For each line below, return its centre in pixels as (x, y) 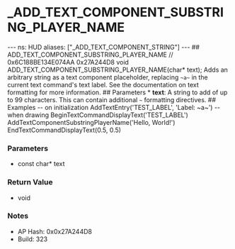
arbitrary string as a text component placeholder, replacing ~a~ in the (108, 77)
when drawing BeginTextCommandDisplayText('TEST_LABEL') (98, 115)
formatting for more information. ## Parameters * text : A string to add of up (117, 92)
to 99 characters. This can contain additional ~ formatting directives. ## (112, 99)
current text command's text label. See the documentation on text (103, 84)
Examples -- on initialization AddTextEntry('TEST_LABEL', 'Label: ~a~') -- (114, 107)
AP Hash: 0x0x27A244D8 (55, 231)
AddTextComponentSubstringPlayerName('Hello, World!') (91, 122)
